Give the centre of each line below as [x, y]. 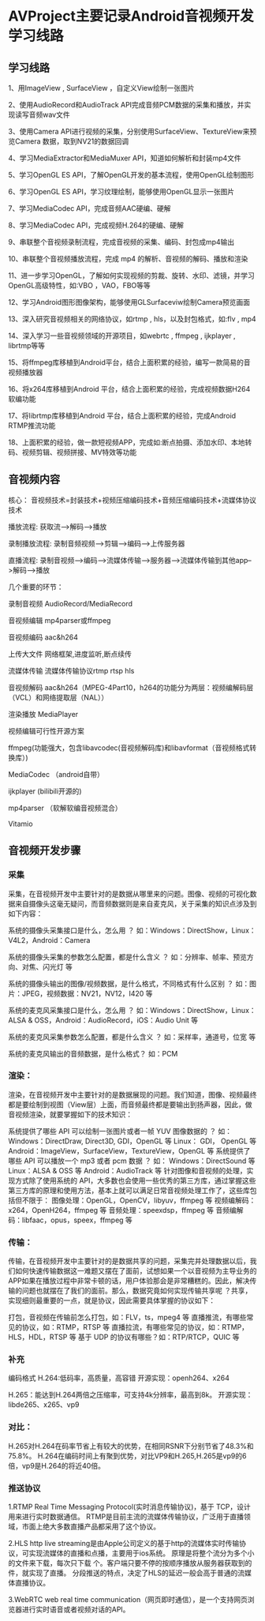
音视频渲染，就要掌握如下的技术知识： [70, 1114]
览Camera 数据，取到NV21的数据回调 [69, 141]
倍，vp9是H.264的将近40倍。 [56, 1465]
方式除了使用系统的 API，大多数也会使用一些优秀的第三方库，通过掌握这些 [135, 1180]
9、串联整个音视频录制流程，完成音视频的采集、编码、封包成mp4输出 [121, 242]
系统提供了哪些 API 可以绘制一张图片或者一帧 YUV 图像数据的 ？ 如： [120, 1131]
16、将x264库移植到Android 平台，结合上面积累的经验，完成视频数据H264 [129, 389]
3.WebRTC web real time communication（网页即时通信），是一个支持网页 [128, 1599]
